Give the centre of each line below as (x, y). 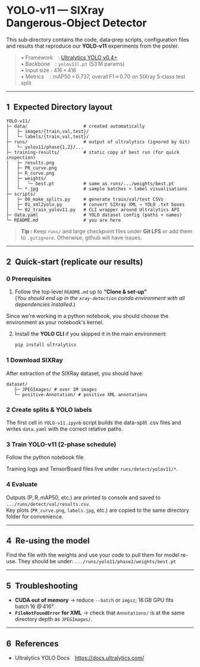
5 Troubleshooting (42, 586)
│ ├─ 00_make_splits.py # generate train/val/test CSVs (85, 199)
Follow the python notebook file (45, 458)
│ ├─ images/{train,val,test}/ (48, 131)
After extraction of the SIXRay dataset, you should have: (75, 373)
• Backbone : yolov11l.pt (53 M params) (73, 64)
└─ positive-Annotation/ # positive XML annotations (81, 394)
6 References (32, 643)
